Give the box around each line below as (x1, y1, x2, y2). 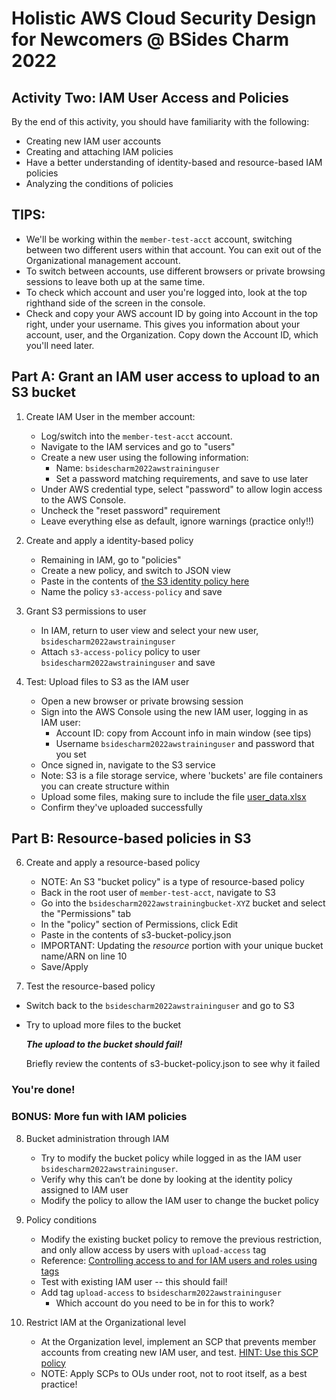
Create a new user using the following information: (40, 451, 249, 463)
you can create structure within (40, 780, 170, 792)
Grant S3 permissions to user (25, 605, 147, 617)
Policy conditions (25, 1213, 98, 1226)
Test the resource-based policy (25, 980, 156, 992)
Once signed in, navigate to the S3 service (40, 758, 216, 771)
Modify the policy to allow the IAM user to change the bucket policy (40, 1194, 319, 1206)
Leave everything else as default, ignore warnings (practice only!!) (40, 515, 315, 527)
